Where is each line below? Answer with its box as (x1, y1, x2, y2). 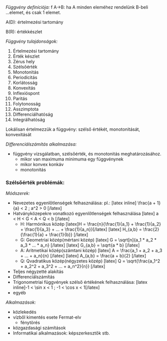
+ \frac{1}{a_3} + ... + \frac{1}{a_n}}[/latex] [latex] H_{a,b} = (20, 226, 142, 233)
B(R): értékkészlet (5, 29, 43, 34)
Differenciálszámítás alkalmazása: (5, 141, 77, 147)
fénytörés (20, 320, 40, 326)
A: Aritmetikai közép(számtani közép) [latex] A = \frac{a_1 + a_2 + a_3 (20, 248, 163, 254)
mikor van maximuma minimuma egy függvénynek (20, 156, 124, 162)
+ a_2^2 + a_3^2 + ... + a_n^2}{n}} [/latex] (20, 263, 106, 269)
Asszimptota (12, 106, 39, 112)
